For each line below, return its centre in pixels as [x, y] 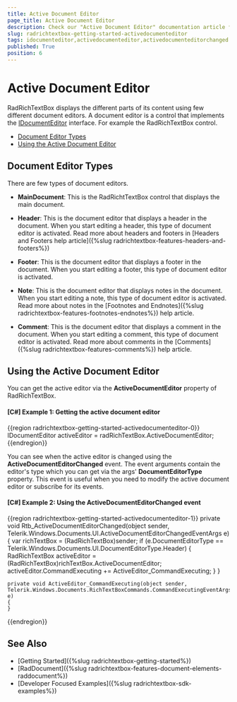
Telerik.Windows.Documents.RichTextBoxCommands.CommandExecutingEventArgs [120, 590]
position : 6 [25, 54]
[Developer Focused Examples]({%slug [75, 683]
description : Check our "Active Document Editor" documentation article [116, 27]
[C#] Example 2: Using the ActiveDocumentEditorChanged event [104, 503]
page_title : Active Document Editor [61, 20]
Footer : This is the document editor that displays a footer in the [109, 261]
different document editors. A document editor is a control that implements [116, 115]
